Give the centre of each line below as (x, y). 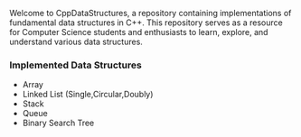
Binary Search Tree (58, 123)
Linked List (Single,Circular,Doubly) (88, 95)
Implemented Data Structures (75, 65)
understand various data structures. (76, 41)
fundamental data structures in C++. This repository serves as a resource (146, 23)
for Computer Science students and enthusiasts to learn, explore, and (139, 32)
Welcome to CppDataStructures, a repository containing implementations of (150, 13)
